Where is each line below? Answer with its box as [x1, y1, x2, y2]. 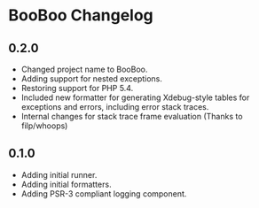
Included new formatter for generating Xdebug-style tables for [20, 92, 250, 103]
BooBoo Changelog [8, 5, 154, 26]
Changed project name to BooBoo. [20, 64, 148, 74]
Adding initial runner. [20, 169, 98, 180]
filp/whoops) [20, 120, 68, 131]
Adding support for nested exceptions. [20, 73, 163, 84]
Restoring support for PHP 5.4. [20, 83, 134, 93]
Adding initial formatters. [20, 179, 112, 189]
